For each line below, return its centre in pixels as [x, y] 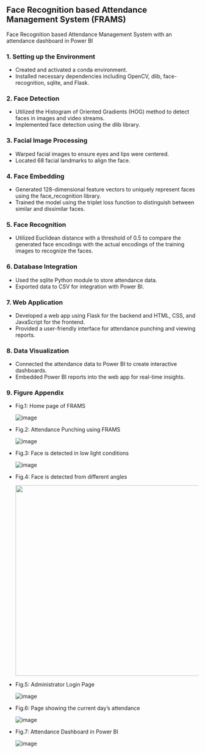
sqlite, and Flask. [68, 83]
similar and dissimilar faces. [50, 209]
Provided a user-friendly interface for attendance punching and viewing [105, 328]
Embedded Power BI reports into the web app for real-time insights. [100, 377]
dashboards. [31, 371]
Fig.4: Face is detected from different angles [71, 477]
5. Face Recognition [36, 224]
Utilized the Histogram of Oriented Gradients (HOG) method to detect [102, 112]
